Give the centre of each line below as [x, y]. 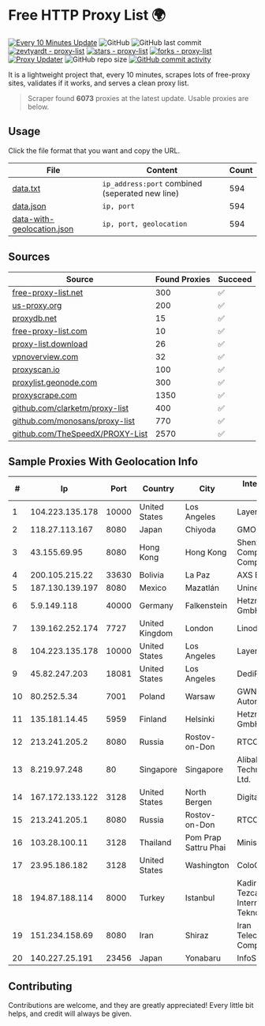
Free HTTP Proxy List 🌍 [87, 15]
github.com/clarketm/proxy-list [70, 408]
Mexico [153, 588]
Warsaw [200, 697]
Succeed [235, 279]
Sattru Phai [205, 847]
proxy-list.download [50, 344]
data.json [29, 206]
